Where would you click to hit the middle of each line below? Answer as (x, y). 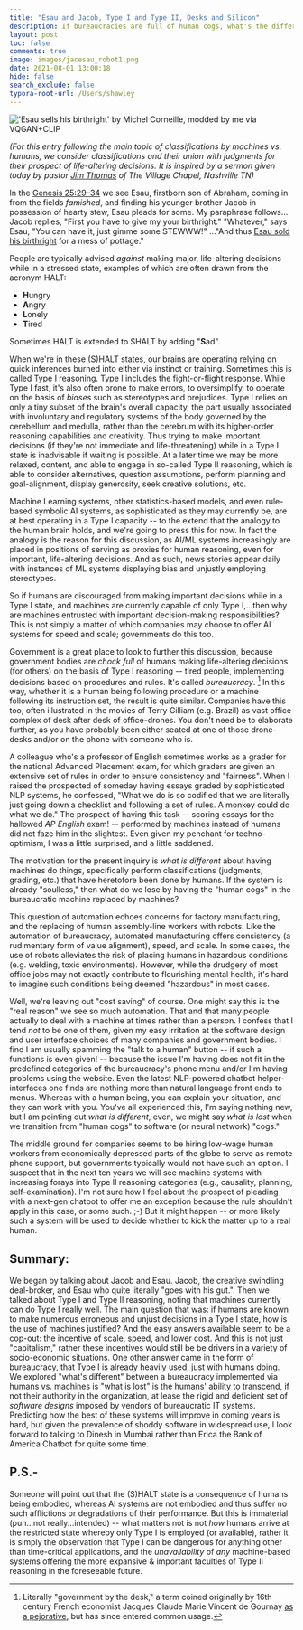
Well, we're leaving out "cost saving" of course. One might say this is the (144, 1002)
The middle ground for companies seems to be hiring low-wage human (141, 1144)
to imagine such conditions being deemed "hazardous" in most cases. (140, 984)
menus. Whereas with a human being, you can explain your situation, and (145, 1098)
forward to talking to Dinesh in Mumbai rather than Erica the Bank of (136, 1434)
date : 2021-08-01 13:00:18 (60, 69)
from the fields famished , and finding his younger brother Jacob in (133, 202)
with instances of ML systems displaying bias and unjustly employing (138, 568)
